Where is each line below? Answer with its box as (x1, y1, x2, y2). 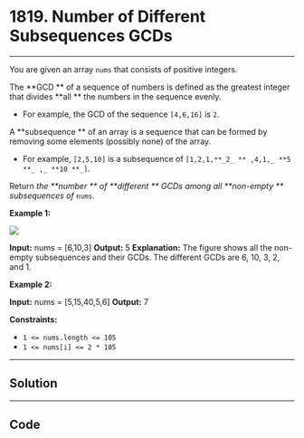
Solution (9, 376, 58, 391)
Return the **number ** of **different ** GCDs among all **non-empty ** (9, 180, 284, 191)
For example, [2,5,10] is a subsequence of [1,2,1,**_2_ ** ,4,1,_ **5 (22, 153, 291, 164)
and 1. (9, 261, 32, 272)
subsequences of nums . (9, 190, 95, 201)
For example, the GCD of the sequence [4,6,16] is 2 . (22, 109, 220, 119)
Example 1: (9, 207, 52, 218)
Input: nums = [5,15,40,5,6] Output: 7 (9, 296, 149, 307)
